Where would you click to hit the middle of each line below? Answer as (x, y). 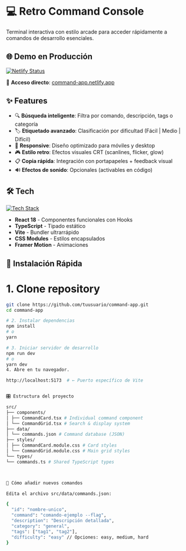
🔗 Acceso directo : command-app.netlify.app (60, 82)
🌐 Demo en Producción (49, 57)
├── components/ (26, 412)
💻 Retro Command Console (75, 12)
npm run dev (21, 353)
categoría (26, 124)
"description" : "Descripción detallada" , (63, 521)
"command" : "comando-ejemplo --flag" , (59, 515)
